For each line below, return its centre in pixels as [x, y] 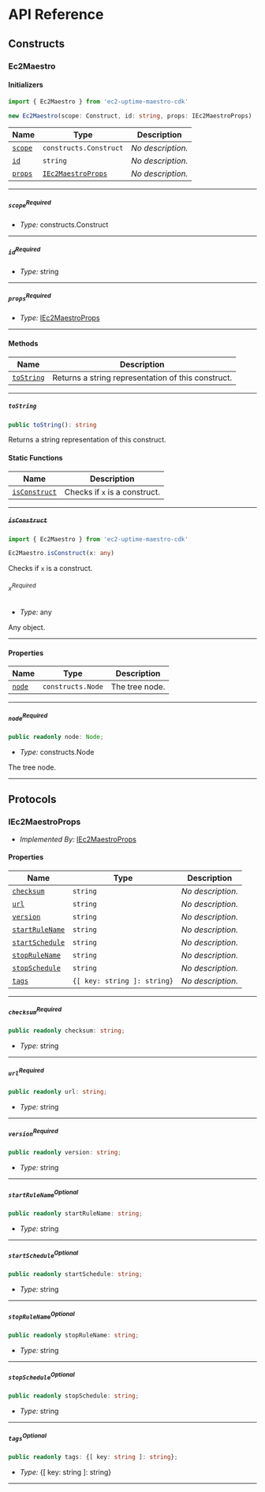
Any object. [27, 628]
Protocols [32, 799]
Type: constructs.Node [57, 752]
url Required [26, 1072]
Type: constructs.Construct [64, 225]
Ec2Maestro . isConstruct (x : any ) [61, 554]
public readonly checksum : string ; [67, 1031]
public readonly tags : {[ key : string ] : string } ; [93, 1457]
